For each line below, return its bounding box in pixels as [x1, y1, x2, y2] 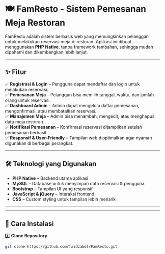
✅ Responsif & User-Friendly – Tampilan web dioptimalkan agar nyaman [5, 135, 152, 141]
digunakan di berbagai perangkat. [5, 140, 74, 146]
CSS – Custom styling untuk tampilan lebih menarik [12, 196, 116, 202]
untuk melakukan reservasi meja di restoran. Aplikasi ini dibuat [5, 38, 132, 44]
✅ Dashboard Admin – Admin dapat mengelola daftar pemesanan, [5, 102, 139, 108]
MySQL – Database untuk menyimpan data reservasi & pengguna [12, 180, 145, 186]
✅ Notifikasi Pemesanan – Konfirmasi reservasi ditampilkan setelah [5, 124, 142, 130]
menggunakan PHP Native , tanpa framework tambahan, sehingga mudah [5, 44, 154, 50]
